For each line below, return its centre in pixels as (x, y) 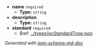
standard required (31, 28)
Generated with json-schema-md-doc (44, 43)
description (24, 17)
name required (27, 7)
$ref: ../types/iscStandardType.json (56, 33)
